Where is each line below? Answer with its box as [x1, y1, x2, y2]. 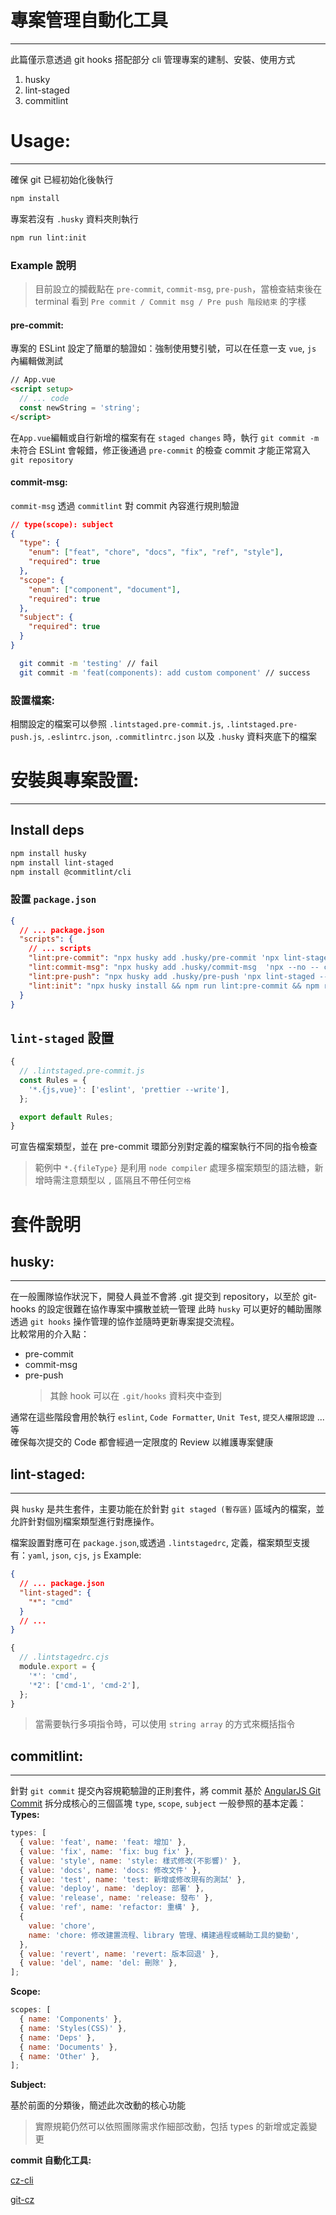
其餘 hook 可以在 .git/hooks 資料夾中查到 [49, 1390, 222, 1402]
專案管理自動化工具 [10, 9, 169, 32]
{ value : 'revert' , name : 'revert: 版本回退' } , [19, 1949, 220, 1959]
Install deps [10, 822, 85, 839]
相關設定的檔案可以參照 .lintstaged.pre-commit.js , [10, 718, 224, 730]
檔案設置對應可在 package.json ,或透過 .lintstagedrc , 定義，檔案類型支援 [10, 1537, 310, 1549]
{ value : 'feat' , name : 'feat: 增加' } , [19, 1837, 187, 1848]
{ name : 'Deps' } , [19, 2032, 97, 2043]
